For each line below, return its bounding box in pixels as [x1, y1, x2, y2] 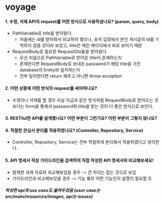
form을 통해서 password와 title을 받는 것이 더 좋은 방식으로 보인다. [25, 103, 154, 109]
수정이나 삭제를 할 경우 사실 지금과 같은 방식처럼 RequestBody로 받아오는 [12, 97, 154, 103]
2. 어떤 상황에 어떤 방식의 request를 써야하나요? [5, 85, 97, 91]
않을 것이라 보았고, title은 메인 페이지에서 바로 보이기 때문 [32, 43, 142, 48]
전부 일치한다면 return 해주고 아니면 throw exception [19, 73, 122, 79]
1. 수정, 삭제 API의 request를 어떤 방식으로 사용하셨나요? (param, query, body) [5, 19, 159, 24]
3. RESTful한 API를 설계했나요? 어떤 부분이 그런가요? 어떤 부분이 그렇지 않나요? [5, 115, 158, 121]
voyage [5, 1, 36, 13]
